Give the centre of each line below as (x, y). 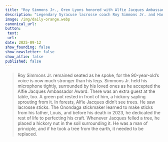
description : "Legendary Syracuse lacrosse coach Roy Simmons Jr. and (80, 15)
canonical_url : (21, 24)
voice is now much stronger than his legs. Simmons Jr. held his (82, 81)
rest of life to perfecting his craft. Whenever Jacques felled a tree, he (88, 118)
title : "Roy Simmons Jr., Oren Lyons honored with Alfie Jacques (74, 10)
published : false (23, 61)
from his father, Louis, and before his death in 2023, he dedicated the (89, 113)
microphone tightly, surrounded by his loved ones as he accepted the (89, 86)
